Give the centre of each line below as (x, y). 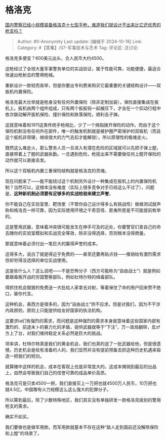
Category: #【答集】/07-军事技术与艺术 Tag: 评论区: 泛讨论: (78, 47)
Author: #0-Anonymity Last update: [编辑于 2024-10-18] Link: (80, 41)
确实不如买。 (18, 416)
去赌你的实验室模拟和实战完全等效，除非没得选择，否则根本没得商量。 (77, 233)
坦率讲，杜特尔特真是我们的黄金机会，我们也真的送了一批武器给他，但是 (79, 344)
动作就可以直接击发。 (27, 160)
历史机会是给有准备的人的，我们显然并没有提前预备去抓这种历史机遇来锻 (87, 350)
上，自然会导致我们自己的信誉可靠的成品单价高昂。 (57, 373)
